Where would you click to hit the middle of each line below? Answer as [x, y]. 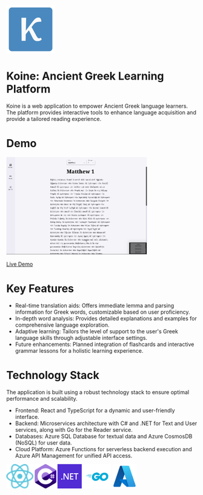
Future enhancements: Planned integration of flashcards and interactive [105, 344]
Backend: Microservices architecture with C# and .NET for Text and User [106, 423]
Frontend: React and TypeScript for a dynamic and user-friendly [95, 410]
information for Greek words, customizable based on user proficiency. [102, 312]
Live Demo [20, 264]
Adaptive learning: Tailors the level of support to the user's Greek [97, 331]
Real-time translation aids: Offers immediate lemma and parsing [95, 305]
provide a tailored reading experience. [54, 119]
